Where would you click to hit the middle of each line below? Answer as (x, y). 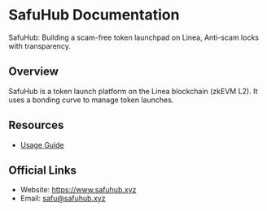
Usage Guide (42, 144)
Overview (34, 72)
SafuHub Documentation (94, 15)
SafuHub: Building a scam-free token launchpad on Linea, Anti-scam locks (133, 37)
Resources (36, 125)
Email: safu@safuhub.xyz (63, 198)
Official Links (43, 170)
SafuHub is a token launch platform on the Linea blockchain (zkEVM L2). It (133, 91)
